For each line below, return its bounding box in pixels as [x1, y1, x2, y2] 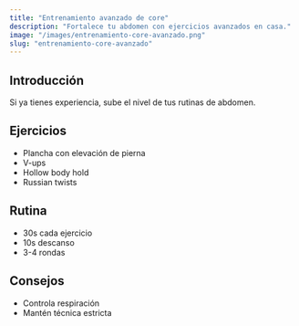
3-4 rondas [22, 247, 66, 258]
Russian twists [22, 176, 77, 187]
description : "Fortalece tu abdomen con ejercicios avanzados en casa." [9, 22, 292, 31]
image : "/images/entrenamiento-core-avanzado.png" [9, 30, 206, 39]
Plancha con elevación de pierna [22, 147, 146, 158]
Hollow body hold [22, 166, 89, 178]
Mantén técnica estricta [22, 307, 112, 318]
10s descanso [22, 237, 75, 247]
